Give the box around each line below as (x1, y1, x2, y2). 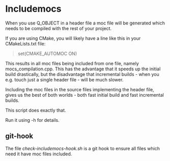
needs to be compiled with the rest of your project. (5, 25, 112, 31)
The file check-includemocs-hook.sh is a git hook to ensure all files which (5, 145, 160, 151)
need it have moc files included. (5, 151, 72, 157)
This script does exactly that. (5, 107, 66, 113)
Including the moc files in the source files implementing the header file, (5, 86, 154, 92)
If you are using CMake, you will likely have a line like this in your (5, 35, 141, 41)
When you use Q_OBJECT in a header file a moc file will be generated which (5, 20, 165, 26)
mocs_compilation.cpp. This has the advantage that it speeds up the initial (5, 66, 161, 72)
